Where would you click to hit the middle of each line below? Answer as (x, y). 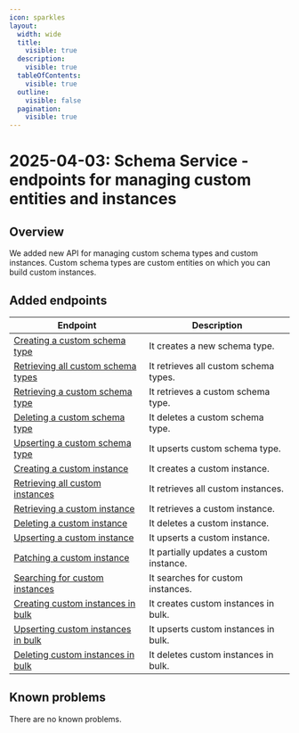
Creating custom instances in (75, 603)
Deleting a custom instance (71, 523)
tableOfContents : (49, 76)
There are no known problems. (65, 719)
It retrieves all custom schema (211, 366)
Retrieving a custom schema (73, 391)
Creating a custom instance (71, 468)
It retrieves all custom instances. (217, 489)
